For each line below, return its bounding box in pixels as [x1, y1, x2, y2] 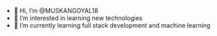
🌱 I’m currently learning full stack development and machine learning [13, 21, 211, 29]
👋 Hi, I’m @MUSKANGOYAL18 [13, 7, 98, 15]
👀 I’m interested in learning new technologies [13, 14, 143, 22]
